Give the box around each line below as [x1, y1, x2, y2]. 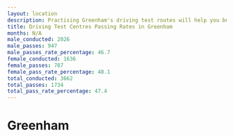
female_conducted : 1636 [7, 56, 77, 63]
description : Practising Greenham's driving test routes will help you [7, 17, 219, 24]
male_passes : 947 [7, 42, 58, 49]
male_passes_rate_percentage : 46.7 [7, 49, 111, 56]
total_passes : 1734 [7, 81, 64, 88]
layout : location [7, 10, 58, 17]
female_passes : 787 [7, 62, 64, 69]
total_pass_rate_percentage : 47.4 [7, 88, 108, 95]
